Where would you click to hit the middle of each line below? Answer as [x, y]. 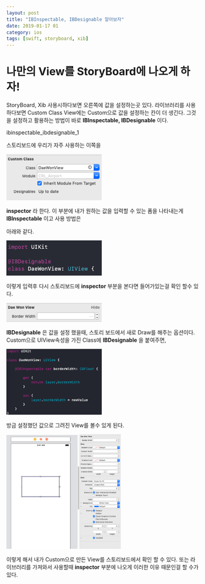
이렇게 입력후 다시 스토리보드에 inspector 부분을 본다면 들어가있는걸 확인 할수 [99, 286]
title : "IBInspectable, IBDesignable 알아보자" [65, 19]
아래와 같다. [20, 231]
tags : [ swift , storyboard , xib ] [47, 39]
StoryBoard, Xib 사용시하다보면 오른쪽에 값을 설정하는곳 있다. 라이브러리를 [95, 105]
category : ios [24, 32]
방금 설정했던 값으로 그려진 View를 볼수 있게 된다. [65, 426]
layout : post [23, 13]
